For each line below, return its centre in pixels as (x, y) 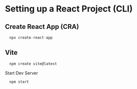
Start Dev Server (21, 73)
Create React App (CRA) (42, 27)
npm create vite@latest (33, 64)
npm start (19, 82)
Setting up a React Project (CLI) (69, 9)
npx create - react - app (31, 38)
